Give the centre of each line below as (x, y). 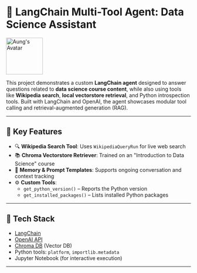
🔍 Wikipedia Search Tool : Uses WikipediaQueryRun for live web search (100, 146)
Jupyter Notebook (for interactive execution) (68, 258)
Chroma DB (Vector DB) (43, 245)
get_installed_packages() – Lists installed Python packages (96, 195)
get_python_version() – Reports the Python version (85, 188)
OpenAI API (28, 239)
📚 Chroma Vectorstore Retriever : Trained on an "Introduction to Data (99, 155)
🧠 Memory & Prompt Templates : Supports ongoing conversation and (98, 169)
